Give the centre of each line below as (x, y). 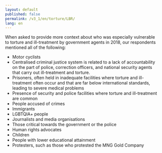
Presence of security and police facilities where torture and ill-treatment (84, 93)
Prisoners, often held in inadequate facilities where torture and (75, 78)
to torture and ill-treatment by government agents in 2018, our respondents (81, 43)
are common (25, 99)
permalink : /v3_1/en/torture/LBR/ (40, 19)
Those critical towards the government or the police (64, 125)
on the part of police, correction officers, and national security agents (82, 67)
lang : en (14, 23)
